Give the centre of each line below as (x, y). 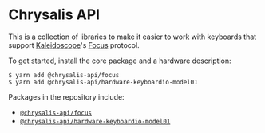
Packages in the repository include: (67, 96)
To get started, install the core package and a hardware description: (120, 61)
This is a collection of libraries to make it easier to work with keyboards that (132, 37)
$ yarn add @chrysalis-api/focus (64, 75)
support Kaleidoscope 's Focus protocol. (74, 45)
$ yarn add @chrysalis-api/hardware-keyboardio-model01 (103, 82)
